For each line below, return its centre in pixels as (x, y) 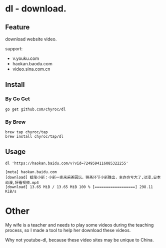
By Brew (15, 122)
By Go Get (17, 99)
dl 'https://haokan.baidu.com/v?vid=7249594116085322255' (67, 163)
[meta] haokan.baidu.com (31, 172)
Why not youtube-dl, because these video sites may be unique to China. (79, 240)
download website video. (31, 39)
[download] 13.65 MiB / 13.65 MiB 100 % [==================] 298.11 (79, 187)
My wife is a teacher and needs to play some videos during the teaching (79, 225)
